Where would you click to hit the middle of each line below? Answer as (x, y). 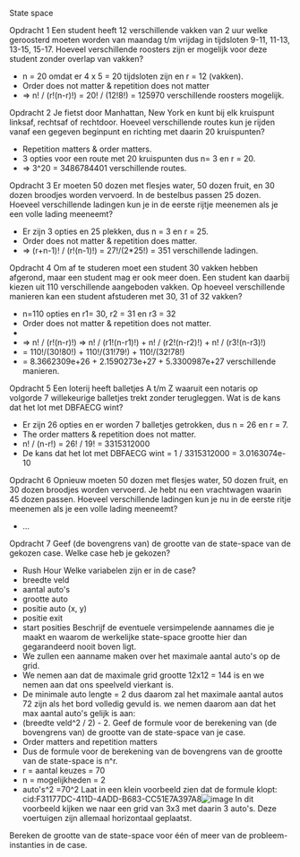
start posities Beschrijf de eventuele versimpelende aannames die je (148, 628)
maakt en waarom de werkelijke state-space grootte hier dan (135, 637)
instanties (27, 845)
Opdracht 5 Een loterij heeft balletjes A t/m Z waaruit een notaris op (133, 388)
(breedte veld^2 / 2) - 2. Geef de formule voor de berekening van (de (150, 723)
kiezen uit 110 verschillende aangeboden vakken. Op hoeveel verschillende (147, 287)
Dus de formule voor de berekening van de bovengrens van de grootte (152, 751)
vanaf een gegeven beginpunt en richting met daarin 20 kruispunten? (137, 132)
